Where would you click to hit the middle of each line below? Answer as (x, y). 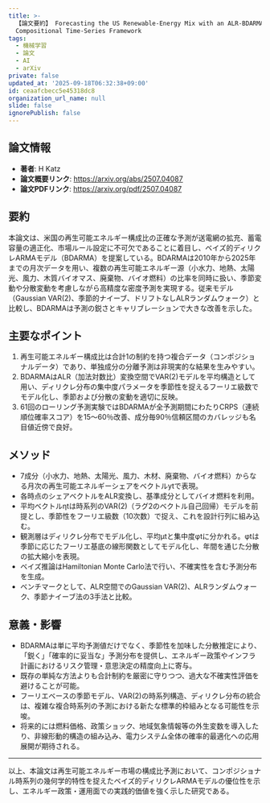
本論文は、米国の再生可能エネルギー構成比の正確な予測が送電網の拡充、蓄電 (135, 238)
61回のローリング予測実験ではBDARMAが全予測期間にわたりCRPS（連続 (139, 407)
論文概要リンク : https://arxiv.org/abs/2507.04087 (101, 179)
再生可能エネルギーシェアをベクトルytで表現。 (125, 486)
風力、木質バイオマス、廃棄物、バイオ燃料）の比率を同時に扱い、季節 (138, 278)
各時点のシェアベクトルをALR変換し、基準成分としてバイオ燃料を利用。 (139, 496)
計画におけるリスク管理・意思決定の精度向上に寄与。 (108, 666)
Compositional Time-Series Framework (79, 31)
